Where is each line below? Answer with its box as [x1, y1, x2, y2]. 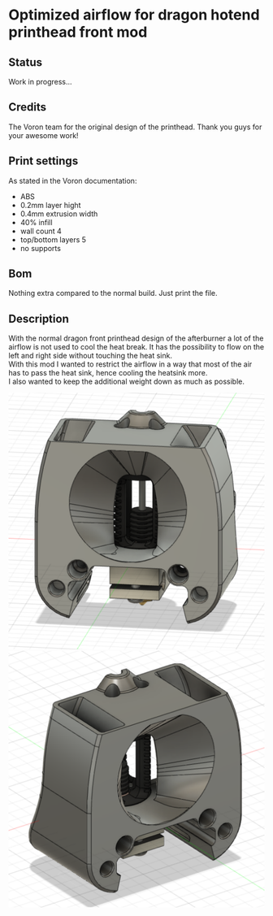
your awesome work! [8, 130, 79, 140]
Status [8, 55, 43, 69]
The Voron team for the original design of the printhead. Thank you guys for [8, 122, 262, 132]
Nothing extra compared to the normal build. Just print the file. [8, 289, 218, 298]
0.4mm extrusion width [19, 209, 98, 219]
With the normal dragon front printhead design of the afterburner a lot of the [8, 333, 264, 343]
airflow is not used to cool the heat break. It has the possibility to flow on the [8, 342, 265, 352]
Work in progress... [8, 77, 72, 86]
